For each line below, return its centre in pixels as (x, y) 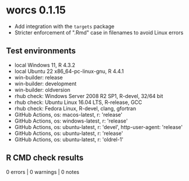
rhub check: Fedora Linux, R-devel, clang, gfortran (75, 108)
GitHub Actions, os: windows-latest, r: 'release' (71, 121)
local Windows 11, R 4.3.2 (45, 65)
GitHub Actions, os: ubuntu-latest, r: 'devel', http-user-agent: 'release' (98, 127)
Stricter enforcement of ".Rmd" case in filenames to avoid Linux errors (99, 32)
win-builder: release (38, 77)
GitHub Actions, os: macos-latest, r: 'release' (68, 114)
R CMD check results (45, 158)
